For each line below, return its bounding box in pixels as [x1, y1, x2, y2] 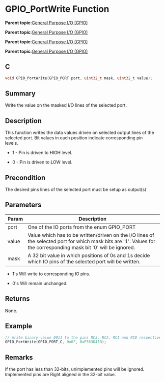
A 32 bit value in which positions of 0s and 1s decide [27, 252, 150, 259]
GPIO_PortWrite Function [5, 3, 110, 15]
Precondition [5, 173, 46, 182]
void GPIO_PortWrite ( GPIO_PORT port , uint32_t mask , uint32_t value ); [5, 75, 153, 81]
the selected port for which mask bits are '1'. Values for [27, 238, 156, 245]
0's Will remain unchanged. [12, 280, 68, 286]
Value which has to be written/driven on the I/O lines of [27, 231, 155, 238]
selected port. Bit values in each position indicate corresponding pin [5, 135, 143, 141]
